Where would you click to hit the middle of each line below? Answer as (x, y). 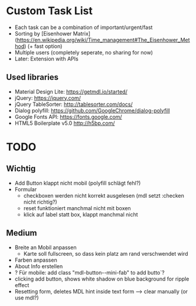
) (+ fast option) (43, 46)
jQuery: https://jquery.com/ (48, 98)
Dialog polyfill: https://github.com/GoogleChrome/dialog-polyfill (92, 110)
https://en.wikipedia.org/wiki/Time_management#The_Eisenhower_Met (103, 40)
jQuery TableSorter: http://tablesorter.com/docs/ (73, 104)
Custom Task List (49, 11)
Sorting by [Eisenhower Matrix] (52, 33)
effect (22, 285)
